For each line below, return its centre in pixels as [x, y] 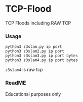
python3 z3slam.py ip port [34, 47]
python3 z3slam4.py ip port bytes [42, 60]
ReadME [16, 83]
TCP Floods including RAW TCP [38, 23]
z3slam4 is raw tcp [24, 70]
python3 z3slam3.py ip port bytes [42, 56]
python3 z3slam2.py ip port [35, 52]
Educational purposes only [33, 94]
